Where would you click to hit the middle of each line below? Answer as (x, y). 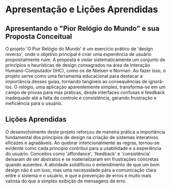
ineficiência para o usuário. (34, 103)
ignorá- (156, 81)
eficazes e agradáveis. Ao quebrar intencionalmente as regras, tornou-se (82, 143)
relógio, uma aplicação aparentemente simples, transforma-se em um (92, 87)
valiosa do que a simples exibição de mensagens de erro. (66, 181)
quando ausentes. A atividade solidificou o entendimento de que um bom (82, 164)
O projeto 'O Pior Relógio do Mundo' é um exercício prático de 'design (79, 49)
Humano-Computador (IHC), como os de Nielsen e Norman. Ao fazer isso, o (86, 71)
